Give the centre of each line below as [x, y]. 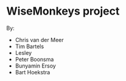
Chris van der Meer [39, 40]
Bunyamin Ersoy [35, 66]
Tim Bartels [30, 46]
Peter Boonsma [34, 59]
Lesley [23, 52]
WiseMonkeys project [63, 11]
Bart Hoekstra [33, 72]
